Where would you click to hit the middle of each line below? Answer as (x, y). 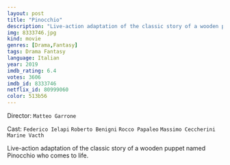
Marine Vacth (26, 136)
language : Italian (33, 58)
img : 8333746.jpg (32, 33)
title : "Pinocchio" (35, 20)
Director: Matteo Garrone (42, 116)
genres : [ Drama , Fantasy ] (42, 45)
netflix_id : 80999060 (38, 90)
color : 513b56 (27, 97)
